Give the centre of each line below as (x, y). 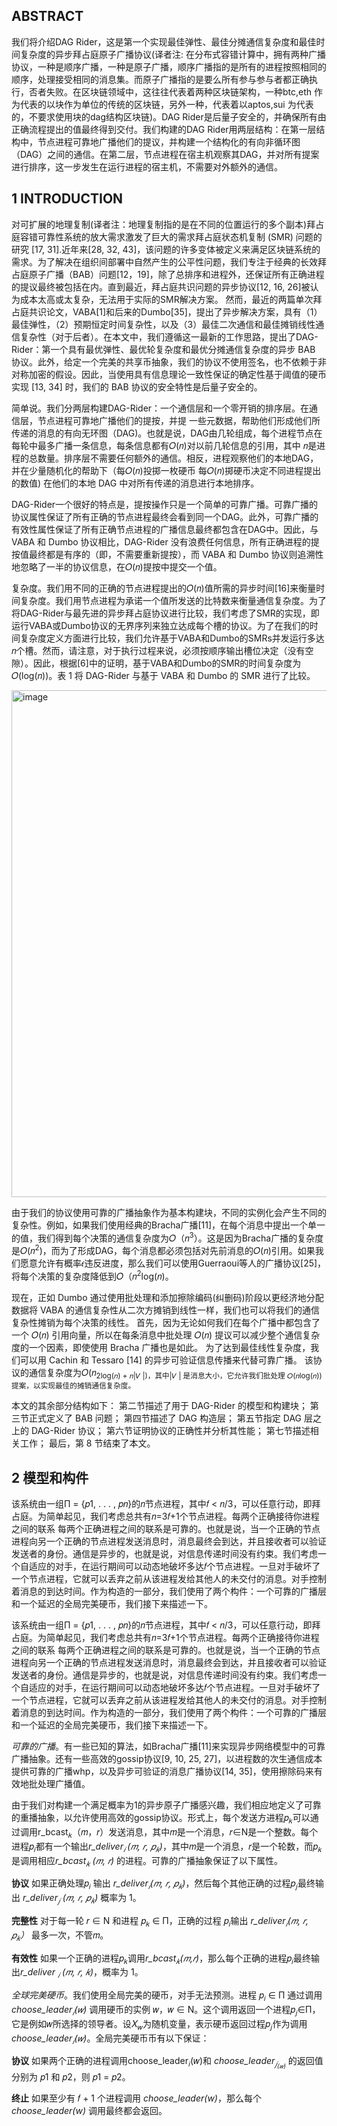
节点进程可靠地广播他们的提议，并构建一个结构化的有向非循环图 (169, 141)
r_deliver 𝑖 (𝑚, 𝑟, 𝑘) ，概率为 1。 (82, 1973)
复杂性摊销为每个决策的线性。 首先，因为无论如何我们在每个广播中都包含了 (166, 1322)
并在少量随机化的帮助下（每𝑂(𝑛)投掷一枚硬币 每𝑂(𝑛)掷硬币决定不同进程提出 (166, 470)
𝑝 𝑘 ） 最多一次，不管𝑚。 (60, 1936)
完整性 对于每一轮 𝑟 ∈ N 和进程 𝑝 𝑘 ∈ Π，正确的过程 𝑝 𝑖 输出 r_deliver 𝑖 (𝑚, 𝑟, (160, 1921)
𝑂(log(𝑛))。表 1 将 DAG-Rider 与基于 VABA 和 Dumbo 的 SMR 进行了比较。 (163, 675)
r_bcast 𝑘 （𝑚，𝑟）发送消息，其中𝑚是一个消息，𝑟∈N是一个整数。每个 (178, 1833)
